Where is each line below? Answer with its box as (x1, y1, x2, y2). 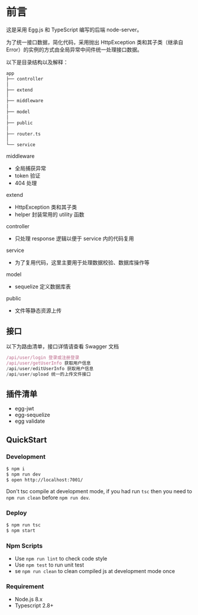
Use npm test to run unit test (14, 561, 85, 568)
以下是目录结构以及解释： (6, 59, 69, 66)
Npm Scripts (6, 542, 43, 550)
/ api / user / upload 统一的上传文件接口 (6, 371, 91, 377)
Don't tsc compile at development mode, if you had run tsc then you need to (6, 487, 192, 494)
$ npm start (6, 527, 35, 533)
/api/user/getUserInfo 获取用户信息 (6, 360, 91, 366)
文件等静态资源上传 (14, 307, 62, 314)
